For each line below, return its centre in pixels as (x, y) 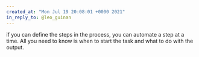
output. (15, 47)
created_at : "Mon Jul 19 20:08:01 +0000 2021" (66, 12)
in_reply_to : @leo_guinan (39, 17)
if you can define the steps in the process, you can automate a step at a (95, 34)
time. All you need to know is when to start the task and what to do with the (100, 41)
